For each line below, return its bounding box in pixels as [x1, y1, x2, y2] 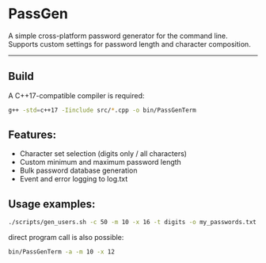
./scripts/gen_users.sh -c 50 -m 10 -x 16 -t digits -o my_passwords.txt [8, 219, 257, 227]
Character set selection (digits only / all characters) [19, 149, 188, 158]
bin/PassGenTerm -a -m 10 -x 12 [8, 248, 115, 256]
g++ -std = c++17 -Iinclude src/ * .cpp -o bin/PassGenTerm [8, 106, 196, 114]
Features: [8, 128, 57, 142]
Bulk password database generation [19, 166, 138, 175]
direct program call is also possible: [8, 233, 124, 242]
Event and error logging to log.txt [19, 174, 128, 184]
